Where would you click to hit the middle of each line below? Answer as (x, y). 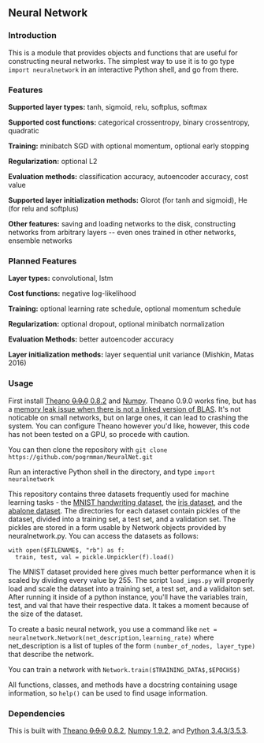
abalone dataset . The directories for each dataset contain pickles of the (124, 510)
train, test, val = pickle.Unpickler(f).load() (95, 557)
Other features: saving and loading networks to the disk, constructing (122, 223)
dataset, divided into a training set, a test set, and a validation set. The (122, 519)
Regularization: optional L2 (53, 161)
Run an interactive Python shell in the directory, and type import (112, 472)
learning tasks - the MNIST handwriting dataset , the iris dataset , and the (125, 502)
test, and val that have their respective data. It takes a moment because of (129, 605)
